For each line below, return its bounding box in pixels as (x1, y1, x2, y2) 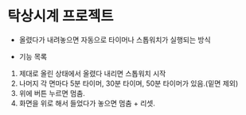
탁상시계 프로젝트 (7, 7, 114, 25)
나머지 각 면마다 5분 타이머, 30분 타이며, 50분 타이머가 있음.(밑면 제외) (18, 79, 239, 88)
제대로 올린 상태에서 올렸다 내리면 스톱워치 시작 (18, 68, 166, 78)
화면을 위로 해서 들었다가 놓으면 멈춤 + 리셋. (18, 98, 156, 108)
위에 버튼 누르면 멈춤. (18, 88, 85, 98)
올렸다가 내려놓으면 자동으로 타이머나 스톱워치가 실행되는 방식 (18, 35, 212, 44)
